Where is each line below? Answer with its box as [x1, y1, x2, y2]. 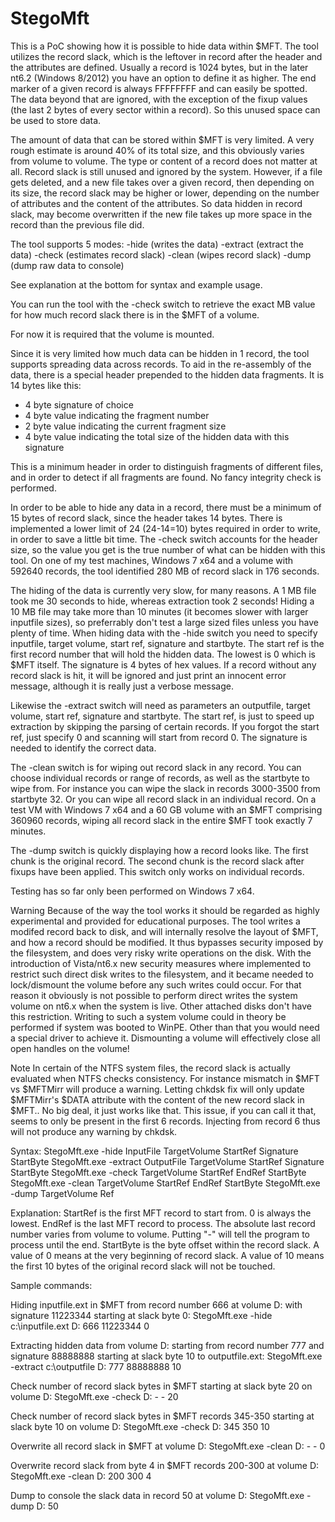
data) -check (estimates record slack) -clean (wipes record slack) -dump [10, 248, 312, 261]
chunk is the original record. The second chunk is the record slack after [10, 855, 305, 867]
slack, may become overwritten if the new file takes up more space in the [10, 208, 313, 220]
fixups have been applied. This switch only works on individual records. [10, 865, 305, 877]
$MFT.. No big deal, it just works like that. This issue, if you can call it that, [10, 1104, 317, 1116]
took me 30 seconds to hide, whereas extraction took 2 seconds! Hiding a [10, 595, 315, 607]
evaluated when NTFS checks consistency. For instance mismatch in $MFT [10, 1072, 320, 1084]
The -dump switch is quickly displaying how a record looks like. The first [10, 844, 309, 856]
